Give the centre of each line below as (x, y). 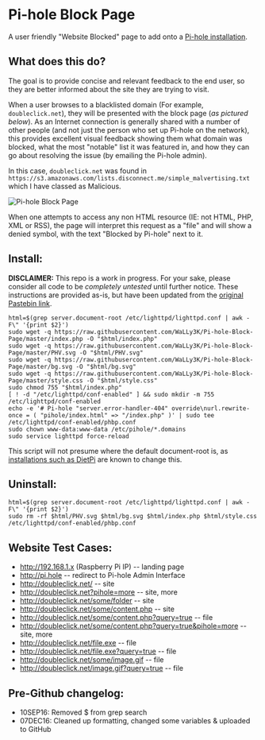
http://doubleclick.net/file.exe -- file (78, 643)
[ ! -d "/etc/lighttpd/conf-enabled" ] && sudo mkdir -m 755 (111, 394)
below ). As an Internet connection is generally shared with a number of (124, 122)
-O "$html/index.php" (122, 339)
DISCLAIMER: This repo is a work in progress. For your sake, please (119, 278)
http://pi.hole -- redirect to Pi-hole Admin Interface (102, 575)
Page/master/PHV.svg (42, 353)
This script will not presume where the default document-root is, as (118, 451)
